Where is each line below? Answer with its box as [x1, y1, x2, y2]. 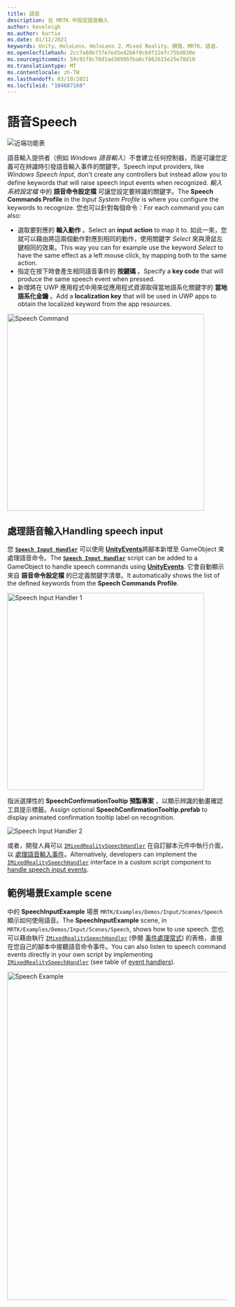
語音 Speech [7, 114, 78, 130]
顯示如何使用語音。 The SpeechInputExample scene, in [7, 915, 167, 925]
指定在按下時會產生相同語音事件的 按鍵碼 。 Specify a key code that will [17, 267, 224, 275]
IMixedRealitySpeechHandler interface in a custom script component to [7, 858, 211, 866]
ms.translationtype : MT [7, 62, 77, 69]
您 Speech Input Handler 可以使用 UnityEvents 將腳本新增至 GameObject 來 [7, 545, 225, 553]
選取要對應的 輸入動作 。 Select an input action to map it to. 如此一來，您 [17, 226, 227, 235]
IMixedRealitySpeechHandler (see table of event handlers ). [7, 957, 176, 966]
